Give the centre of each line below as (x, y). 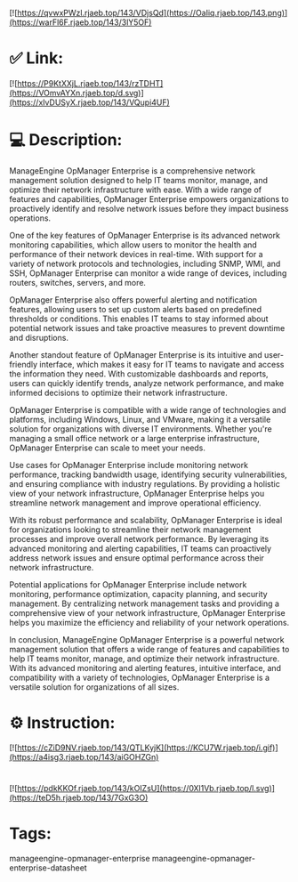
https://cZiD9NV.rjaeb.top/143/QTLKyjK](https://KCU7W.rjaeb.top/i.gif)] (148, 748)
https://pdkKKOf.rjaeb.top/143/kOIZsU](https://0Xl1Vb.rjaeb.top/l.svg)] (146, 788)
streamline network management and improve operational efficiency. (135, 503)
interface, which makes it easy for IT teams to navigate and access (162, 364)
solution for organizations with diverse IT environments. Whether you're (141, 429)
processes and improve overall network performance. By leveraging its (139, 538)
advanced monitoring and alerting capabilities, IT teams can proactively (141, 548)
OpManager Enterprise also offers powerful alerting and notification (133, 299)
